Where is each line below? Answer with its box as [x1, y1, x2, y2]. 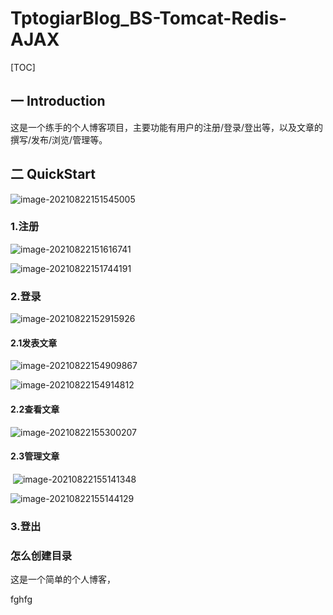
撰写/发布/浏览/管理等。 [10, 133, 108, 146]
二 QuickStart [10, 166, 96, 183]
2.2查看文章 [10, 403, 60, 415]
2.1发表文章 [10, 337, 58, 349]
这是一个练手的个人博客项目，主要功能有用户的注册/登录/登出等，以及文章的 [10, 121, 324, 133]
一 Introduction [10, 93, 106, 110]
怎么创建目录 [10, 548, 73, 562]
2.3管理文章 [10, 450, 60, 462]
